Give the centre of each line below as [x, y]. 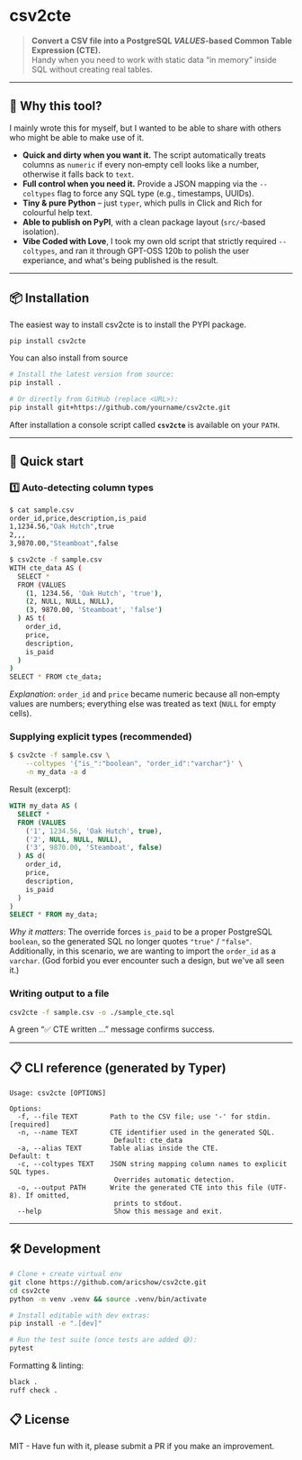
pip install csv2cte [48, 341]
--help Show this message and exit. [120, 1212]
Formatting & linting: [46, 1365]
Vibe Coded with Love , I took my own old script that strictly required [149, 241]
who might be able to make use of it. [77, 137]
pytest [22, 1348]
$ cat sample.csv [42, 510]
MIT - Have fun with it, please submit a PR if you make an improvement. [142, 1446]
